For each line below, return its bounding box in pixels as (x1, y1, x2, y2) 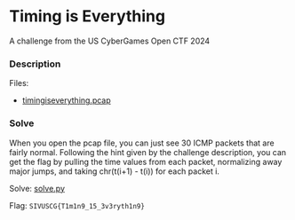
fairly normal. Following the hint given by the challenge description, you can (9, 146, 287, 157)
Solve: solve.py (9, 183, 65, 193)
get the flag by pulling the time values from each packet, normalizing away (9, 156, 283, 167)
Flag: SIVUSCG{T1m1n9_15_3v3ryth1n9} (9, 200, 145, 210)
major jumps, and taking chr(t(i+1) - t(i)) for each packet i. (9, 166, 220, 177)
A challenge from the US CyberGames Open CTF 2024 (9, 35, 211, 46)
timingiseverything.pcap (21, 95, 111, 106)
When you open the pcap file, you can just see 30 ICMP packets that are (9, 137, 275, 148)
